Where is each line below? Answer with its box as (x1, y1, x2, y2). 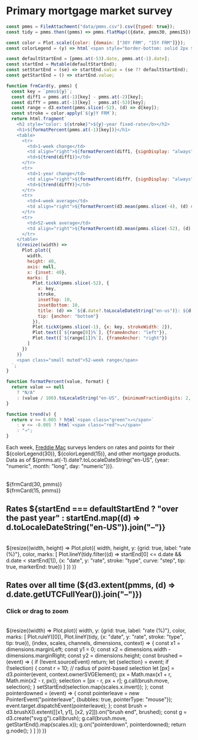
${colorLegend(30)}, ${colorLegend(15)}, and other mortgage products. (6, 450, 181, 458)
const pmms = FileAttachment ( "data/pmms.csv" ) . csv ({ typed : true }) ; (6, 24, 176, 29)
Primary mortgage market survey (6, 4, 173, 18)
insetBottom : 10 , (37, 302, 81, 308)
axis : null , (27, 264, 57, 269)
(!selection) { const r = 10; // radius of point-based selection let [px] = (6, 665, 175, 672)
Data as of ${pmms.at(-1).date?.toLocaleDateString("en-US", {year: (6, 456, 170, 463)
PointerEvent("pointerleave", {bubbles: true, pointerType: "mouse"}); (6, 696, 173, 703)
